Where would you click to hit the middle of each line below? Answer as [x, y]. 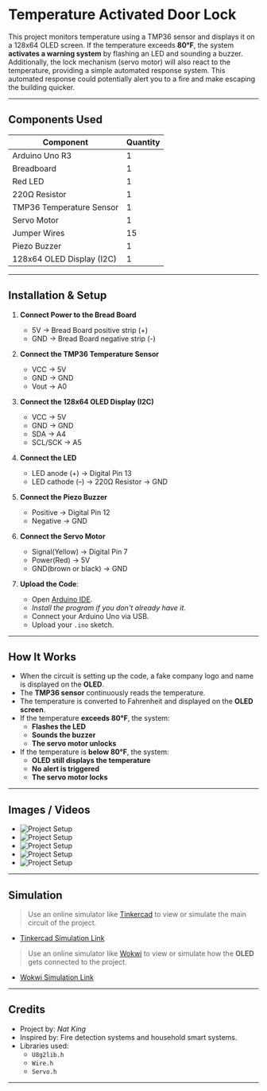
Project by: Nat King [52, 1029]
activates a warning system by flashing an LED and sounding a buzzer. [126, 53]
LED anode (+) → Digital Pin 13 [82, 473]
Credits [27, 1010]
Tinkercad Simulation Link [62, 938]
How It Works [43, 657]
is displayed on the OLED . [62, 684]
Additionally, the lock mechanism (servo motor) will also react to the [119, 62]
